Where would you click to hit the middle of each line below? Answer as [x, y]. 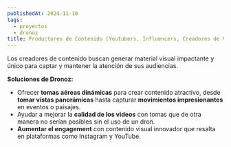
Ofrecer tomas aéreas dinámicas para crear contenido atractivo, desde [119, 93]
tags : [15, 20]
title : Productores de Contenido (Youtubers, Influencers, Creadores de [113, 39]
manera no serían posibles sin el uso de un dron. [86, 122]
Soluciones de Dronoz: [40, 79]
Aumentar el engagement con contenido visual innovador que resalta [116, 129]
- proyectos [31, 26]
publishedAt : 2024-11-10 [43, 13]
